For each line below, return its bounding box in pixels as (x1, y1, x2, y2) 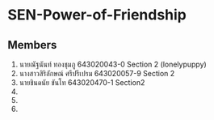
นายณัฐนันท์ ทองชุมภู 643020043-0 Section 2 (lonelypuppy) (19, 59, 207, 69)
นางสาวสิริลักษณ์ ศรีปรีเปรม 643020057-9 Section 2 (19, 69, 175, 78)
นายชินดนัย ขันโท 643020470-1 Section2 (19, 78, 145, 87)
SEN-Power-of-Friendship (7, 6, 187, 24)
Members (7, 38, 57, 52)
